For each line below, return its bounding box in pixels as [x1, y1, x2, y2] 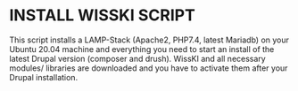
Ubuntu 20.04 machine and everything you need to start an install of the [9, 43, 275, 54]
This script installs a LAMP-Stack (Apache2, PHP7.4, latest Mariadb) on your [9, 34, 290, 45]
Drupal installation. [9, 72, 79, 82]
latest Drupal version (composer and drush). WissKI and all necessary [9, 53, 266, 64]
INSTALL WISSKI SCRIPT [9, 5, 196, 26]
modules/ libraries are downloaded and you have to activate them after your [9, 63, 288, 73]
